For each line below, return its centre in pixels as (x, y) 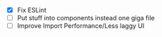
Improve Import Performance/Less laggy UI (81, 26)
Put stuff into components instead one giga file (86, 18)
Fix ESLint (32, 10)
